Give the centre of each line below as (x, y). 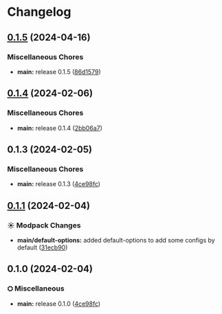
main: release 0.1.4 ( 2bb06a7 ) (60, 128)
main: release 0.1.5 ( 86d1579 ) (59, 71)
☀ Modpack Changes (44, 225)
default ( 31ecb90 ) (42, 247)
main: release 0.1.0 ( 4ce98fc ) (59, 304)
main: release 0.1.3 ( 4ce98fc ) (59, 184)
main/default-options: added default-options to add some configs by (116, 240)
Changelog (39, 12)
